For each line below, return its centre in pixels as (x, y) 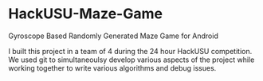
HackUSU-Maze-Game (86, 14)
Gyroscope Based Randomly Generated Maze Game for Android (114, 36)
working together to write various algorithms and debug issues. (112, 67)
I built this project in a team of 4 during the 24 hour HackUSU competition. (130, 51)
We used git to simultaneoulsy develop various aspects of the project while (131, 60)
